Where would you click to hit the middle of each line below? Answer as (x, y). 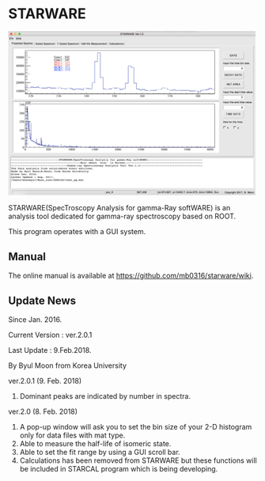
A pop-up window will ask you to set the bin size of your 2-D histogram (136, 427)
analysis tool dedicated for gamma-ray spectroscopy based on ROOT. (122, 216)
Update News (42, 300)
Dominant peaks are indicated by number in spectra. (105, 396)
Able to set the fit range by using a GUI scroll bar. (100, 453)
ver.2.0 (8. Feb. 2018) (43, 411)
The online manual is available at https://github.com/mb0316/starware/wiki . (131, 276)
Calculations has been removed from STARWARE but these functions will (138, 460)
